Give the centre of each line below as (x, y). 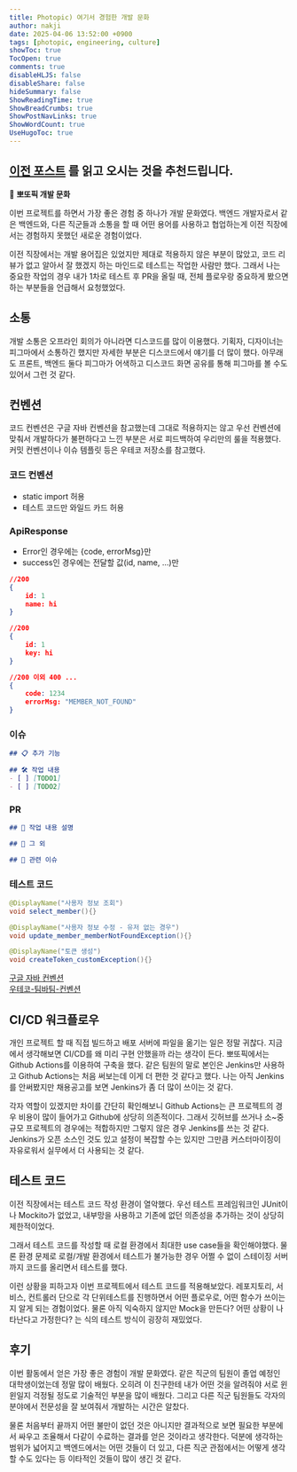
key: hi (39, 653)
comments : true (37, 67)
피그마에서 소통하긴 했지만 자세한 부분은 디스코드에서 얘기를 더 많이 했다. (134, 352)
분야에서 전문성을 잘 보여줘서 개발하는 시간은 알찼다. (99, 1406)
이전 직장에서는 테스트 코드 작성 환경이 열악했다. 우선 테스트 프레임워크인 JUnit (145, 1204)
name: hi (41, 604)
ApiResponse (39, 531)
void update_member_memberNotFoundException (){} (101, 936)
